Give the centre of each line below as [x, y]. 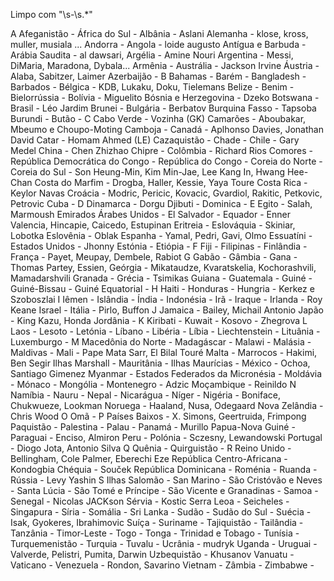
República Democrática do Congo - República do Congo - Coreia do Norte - [166, 161]
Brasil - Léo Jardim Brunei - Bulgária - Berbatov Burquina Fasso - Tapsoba [163, 108]
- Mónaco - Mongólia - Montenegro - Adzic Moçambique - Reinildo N [153, 384]
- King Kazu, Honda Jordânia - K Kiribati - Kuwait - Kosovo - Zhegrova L [159, 320]
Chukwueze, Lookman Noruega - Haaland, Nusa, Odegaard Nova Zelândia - [167, 405]
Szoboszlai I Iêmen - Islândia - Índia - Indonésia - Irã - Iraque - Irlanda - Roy [166, 299]
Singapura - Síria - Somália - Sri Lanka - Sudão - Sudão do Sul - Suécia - [161, 512]
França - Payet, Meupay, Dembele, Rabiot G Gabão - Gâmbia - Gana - [154, 257]
